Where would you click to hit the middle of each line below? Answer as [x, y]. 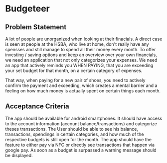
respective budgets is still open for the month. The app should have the [79, 139]
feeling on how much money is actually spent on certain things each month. [83, 91]
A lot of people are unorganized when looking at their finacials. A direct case [84, 39]
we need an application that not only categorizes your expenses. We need [81, 60]
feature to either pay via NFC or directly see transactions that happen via [80, 145]
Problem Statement [36, 27]
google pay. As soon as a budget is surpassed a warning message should [81, 150]
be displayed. [19, 155]
